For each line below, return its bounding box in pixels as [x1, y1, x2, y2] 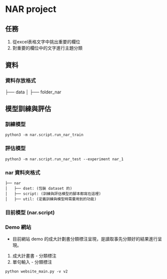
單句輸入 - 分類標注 [12, 259, 52, 265]
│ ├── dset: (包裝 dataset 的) [5, 186, 72, 191]
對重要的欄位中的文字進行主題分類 [12, 45, 83, 51]
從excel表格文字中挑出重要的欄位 [12, 39, 81, 44]
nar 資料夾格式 [5, 169, 41, 176]
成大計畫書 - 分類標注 [12, 253, 57, 259]
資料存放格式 [5, 77, 36, 84]
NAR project [5, 3, 56, 15]
